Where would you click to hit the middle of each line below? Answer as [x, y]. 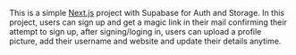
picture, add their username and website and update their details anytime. [145, 41]
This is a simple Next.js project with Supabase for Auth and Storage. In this [147, 13]
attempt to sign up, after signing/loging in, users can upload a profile [135, 31]
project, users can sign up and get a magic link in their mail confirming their [148, 22]
